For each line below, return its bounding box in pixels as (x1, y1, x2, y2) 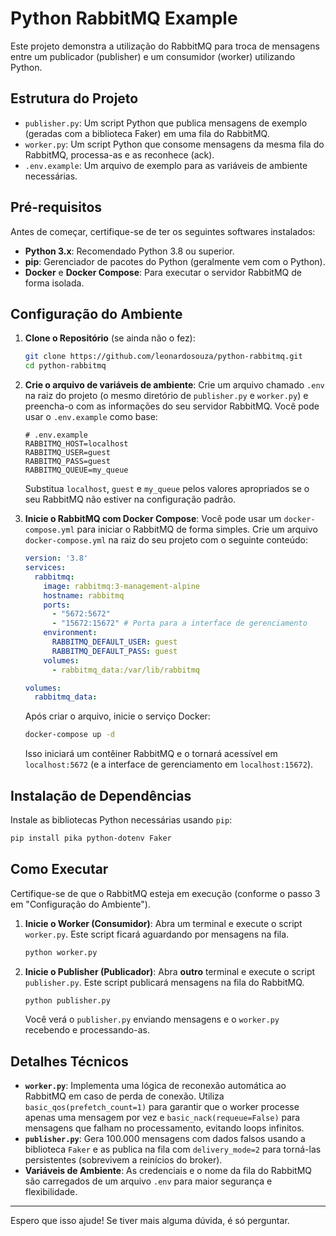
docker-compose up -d (24, 730, 115, 740)
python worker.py (24, 947, 98, 957)
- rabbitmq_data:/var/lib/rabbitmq (51, 665, 201, 675)
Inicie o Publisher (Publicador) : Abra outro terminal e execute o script (24, 965, 316, 977)
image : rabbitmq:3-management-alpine (43, 581, 201, 591)
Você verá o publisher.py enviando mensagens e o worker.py (24, 1013, 280, 1026)
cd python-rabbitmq (24, 361, 107, 371)
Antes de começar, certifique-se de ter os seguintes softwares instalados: (10, 225, 316, 237)
